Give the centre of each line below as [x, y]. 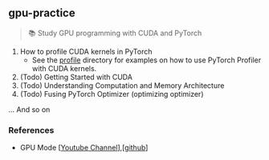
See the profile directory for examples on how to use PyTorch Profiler [147, 60]
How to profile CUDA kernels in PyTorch [86, 51]
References [31, 130]
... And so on [29, 109]
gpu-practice [42, 13]
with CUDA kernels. [64, 68]
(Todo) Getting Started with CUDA [76, 77]
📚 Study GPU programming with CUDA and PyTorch [115, 33]
